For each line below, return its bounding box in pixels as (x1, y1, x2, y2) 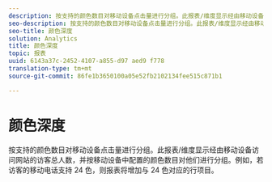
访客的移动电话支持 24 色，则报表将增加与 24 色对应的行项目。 (8, 165, 219, 175)
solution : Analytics (8, 34, 79, 43)
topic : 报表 (8, 49, 46, 57)
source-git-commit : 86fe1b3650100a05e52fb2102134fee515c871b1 (8, 72, 223, 80)
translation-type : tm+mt (8, 65, 92, 73)
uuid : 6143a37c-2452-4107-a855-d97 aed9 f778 (8, 57, 164, 66)
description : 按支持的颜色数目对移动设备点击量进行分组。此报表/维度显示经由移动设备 (8, 11, 265, 20)
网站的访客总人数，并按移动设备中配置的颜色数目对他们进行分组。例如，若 (15, 154, 264, 164)
